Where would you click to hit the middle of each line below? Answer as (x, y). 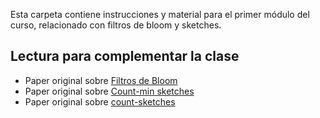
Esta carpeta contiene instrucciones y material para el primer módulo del (160, 14)
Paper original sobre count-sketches (100, 101)
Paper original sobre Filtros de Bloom (101, 80)
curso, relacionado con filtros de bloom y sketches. (116, 25)
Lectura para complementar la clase (125, 56)
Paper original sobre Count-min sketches (109, 91)
